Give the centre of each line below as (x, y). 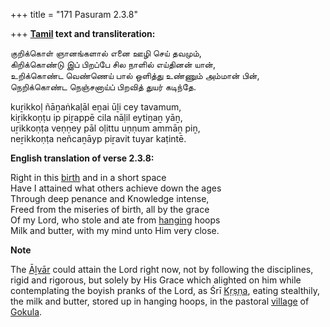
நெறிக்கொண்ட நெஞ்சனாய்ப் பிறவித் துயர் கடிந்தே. (103, 87)
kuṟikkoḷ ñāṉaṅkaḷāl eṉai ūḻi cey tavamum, (96, 107)
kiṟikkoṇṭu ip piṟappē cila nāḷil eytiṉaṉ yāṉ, (96, 117)
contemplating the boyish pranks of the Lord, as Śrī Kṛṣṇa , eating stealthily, (165, 290)
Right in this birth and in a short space (88, 177)
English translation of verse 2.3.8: (82, 158)
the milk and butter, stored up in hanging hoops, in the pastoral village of (160, 301)
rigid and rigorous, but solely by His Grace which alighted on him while (156, 280)
